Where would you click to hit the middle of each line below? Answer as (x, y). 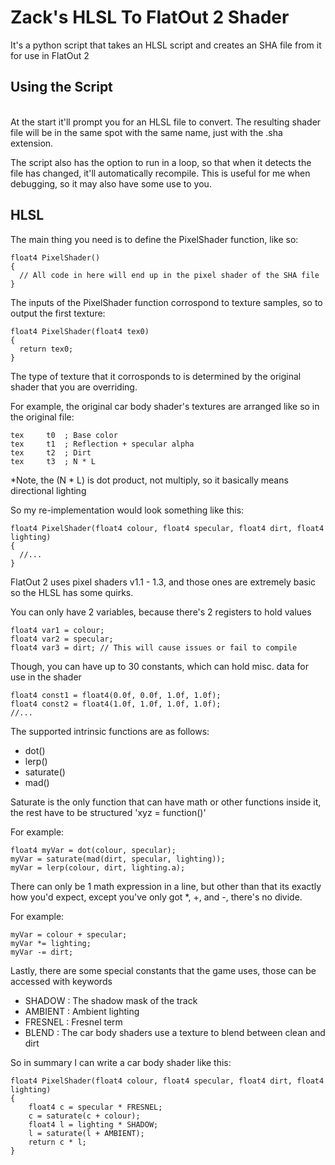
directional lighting (48, 490)
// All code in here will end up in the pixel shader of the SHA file (169, 275)
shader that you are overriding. (74, 387)
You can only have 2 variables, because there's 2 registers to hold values (161, 612)
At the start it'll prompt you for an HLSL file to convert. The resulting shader (166, 122)
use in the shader (46, 677)
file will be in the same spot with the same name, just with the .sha (146, 132)
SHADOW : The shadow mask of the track (111, 1000)
